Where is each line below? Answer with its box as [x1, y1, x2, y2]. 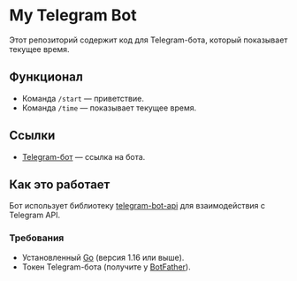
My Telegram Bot [9, 5, 137, 26]
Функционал [9, 70, 84, 85]
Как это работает [9, 177, 110, 192]
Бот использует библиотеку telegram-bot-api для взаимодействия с [9, 201, 266, 211]
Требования [9, 232, 65, 244]
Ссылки [9, 128, 56, 143]
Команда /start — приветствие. [21, 93, 144, 103]
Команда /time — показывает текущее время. [21, 103, 197, 113]
